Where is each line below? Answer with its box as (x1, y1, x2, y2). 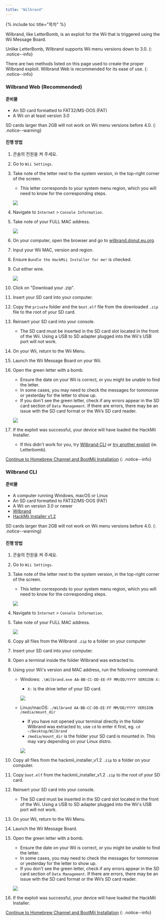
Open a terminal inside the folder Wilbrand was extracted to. (12, 657, 135, 663)
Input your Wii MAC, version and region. (12, 247, 94, 253)
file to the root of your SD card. (12, 309, 76, 315)
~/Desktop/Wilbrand (27, 729, 68, 734)
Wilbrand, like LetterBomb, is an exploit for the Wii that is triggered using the (5, 31, 160, 37)
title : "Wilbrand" (5, 7, 43, 12)
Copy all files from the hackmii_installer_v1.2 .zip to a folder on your (12, 757, 150, 763)
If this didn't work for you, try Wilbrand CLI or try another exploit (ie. (20, 441, 158, 447)
